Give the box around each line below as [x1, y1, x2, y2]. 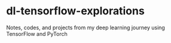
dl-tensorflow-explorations [6, 4, 145, 18]
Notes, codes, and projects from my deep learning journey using [6, 24, 166, 31]
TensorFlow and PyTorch [6, 30, 68, 37]
